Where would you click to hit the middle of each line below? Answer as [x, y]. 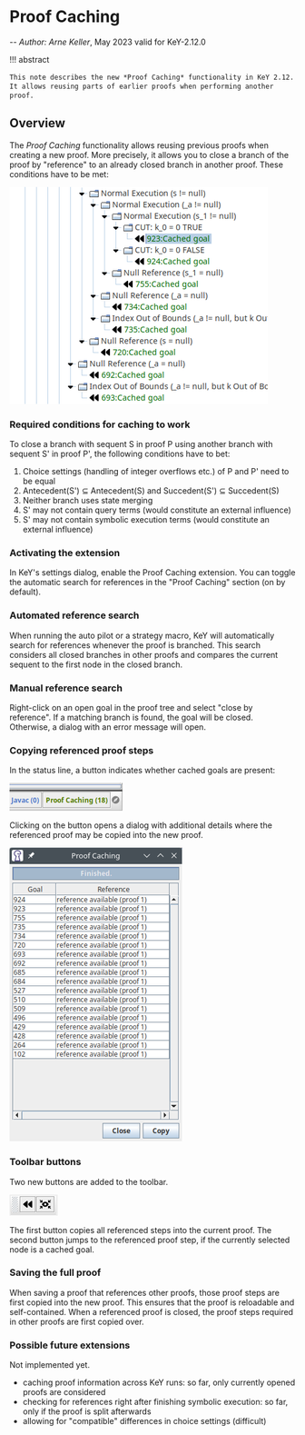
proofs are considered [64, 1392]
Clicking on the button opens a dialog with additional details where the [141, 825]
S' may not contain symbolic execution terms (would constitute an [146, 520]
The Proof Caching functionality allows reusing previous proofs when [139, 145]
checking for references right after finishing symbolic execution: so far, [155, 1402]
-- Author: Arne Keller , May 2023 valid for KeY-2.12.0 [108, 42]
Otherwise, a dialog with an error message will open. [108, 727]
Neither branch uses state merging [88, 501]
